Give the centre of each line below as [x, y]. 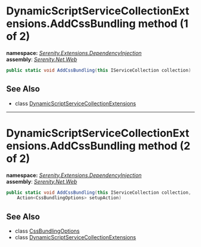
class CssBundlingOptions [47, 231]
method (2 [164, 146]
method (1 [163, 24]
